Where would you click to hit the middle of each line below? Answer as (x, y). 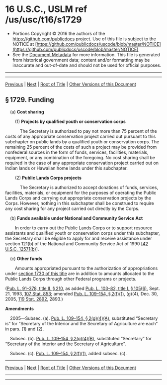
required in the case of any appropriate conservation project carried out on (82, 163)
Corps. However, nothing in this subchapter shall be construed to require (80, 203)
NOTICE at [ (25, 44)
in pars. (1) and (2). (25, 329)
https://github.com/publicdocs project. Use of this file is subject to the (84, 39)
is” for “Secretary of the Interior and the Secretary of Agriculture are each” (82, 323)
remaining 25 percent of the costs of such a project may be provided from (81, 147)
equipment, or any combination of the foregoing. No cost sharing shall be (80, 157)
